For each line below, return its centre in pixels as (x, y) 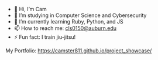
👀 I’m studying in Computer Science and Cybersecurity (80, 15)
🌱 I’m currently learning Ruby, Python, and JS (68, 21)
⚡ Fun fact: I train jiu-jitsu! (45, 37)
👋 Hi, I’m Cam (30, 9)
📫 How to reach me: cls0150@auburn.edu (65, 28)
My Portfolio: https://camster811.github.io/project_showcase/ (79, 51)
